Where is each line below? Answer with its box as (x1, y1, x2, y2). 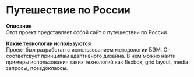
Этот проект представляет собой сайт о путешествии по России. (6, 28, 168, 35)
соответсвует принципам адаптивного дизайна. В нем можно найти (6, 52, 176, 59)
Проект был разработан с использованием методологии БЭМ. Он (6, 46, 171, 53)
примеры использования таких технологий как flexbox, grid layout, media (6, 58, 188, 65)
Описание (6, 23, 32, 30)
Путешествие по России (6, 3, 131, 17)
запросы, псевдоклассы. (6, 64, 68, 71)
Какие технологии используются (6, 40, 91, 47)
